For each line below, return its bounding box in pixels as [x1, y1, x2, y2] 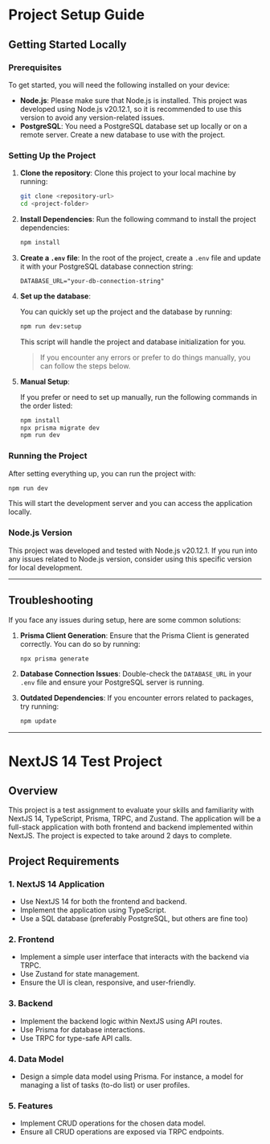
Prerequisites [8, 62, 62, 73]
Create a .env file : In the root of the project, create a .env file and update [19, 253, 261, 262]
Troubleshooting [8, 594, 94, 607]
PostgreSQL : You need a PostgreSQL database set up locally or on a [19, 121, 247, 130]
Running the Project [8, 451, 88, 462]
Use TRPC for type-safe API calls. [19, 1033, 133, 1043]
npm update [19, 718, 57, 726]
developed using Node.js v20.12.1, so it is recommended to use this [19, 104, 243, 113]
